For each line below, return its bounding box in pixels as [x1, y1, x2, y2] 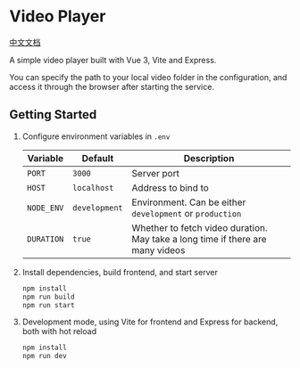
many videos [131, 243, 186, 256]
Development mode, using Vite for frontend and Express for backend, [21, 316, 279, 327]
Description [183, 151, 235, 164]
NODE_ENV [26, 202, 64, 213]
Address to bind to [131, 181, 210, 193]
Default [81, 151, 114, 164]
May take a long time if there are [131, 233, 267, 245]
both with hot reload [21, 326, 96, 337]
